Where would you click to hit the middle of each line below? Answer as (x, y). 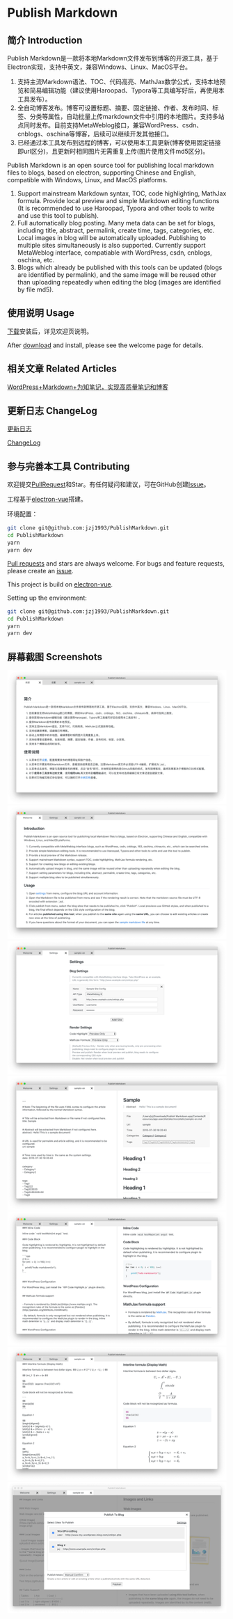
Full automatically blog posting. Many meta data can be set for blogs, (116, 223)
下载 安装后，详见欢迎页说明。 (50, 331)
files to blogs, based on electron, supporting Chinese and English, (102, 173)
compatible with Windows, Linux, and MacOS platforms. (88, 180)
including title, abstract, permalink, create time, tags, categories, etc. (116, 230)
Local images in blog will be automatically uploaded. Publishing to (112, 238)
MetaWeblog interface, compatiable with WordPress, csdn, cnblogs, (114, 253)
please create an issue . (41, 571)
